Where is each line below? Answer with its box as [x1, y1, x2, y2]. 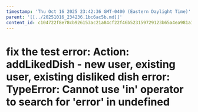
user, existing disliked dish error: [6, 70, 170, 83]
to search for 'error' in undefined [6, 95, 170, 108]
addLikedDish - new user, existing [6, 57, 176, 71]
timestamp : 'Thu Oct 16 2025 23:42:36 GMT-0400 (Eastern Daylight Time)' [6, 8, 192, 15]
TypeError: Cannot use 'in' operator [6, 83, 184, 96]
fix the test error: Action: [6, 45, 130, 58]
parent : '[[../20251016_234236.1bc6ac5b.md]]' [6, 14, 123, 20]
